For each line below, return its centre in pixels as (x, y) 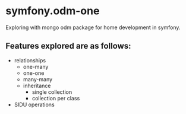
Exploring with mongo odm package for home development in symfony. (93, 27)
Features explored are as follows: (68, 46)
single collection (52, 92)
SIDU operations (34, 104)
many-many (38, 79)
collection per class (56, 98)
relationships (30, 60)
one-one (34, 73)
